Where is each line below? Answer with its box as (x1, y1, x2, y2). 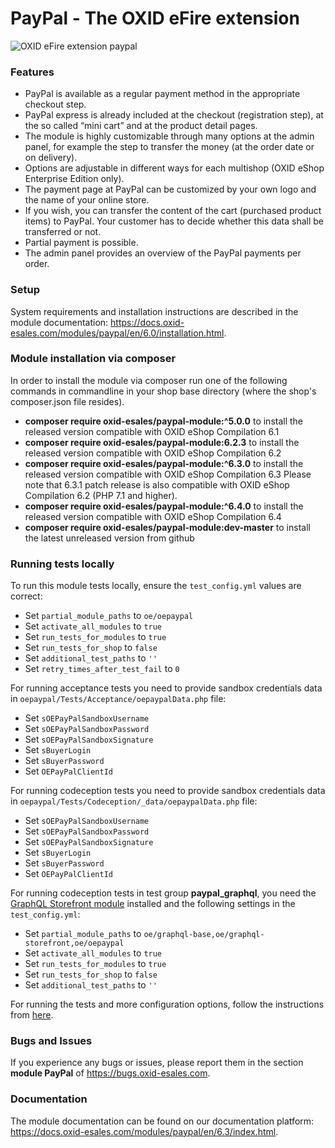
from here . (10, 1009, 54, 1021)
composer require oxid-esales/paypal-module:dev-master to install (24, 521, 311, 533)
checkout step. (24, 98, 87, 111)
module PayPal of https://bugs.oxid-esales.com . (10, 1067, 211, 1079)
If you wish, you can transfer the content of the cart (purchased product (24, 205, 322, 217)
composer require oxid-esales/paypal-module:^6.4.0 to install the (24, 500, 304, 512)
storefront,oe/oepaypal (24, 938, 125, 949)
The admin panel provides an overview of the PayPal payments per (24, 247, 302, 259)
